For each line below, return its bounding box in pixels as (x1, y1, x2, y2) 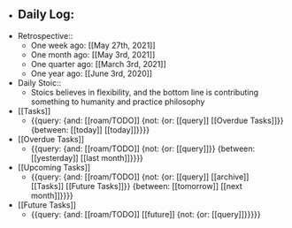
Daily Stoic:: (17, 77, 62, 87)
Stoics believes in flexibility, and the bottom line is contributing (30, 87, 259, 97)
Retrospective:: (17, 30, 73, 41)
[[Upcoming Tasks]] (17, 162, 91, 172)
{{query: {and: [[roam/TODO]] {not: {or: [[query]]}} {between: (30, 143, 256, 154)
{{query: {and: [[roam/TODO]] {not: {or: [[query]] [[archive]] (30, 171, 250, 182)
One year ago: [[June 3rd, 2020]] (30, 68, 153, 79)
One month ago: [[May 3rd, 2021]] (30, 49, 156, 60)
